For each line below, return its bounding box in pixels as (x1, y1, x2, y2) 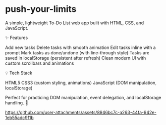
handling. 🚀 (5, 100, 28, 106)
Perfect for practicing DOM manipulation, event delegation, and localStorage (5, 94, 162, 100)
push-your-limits (5, 3, 77, 15)
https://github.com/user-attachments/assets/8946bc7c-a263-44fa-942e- (5, 109, 157, 115)
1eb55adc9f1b (5, 115, 34, 121)
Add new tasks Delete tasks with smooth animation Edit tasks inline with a (5, 44, 156, 50)
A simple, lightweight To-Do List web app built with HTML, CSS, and (5, 20, 144, 26)
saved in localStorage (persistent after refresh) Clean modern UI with (5, 55, 146, 61)
